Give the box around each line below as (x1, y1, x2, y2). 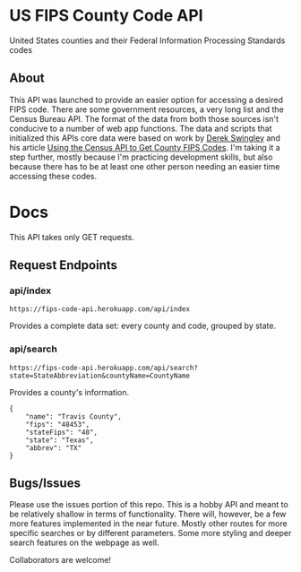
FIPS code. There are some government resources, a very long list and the (9, 104, 284, 115)
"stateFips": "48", (25, 428, 99, 437)
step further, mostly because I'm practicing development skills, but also (9, 152, 273, 162)
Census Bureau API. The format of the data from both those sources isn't (9, 113, 279, 124)
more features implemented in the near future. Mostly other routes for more (9, 518, 288, 529)
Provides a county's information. (9, 386, 130, 397)
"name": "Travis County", (25, 412, 123, 421)
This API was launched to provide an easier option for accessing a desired (9, 94, 284, 105)
